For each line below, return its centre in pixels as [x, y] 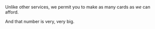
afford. [12, 12]
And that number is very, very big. [40, 22]
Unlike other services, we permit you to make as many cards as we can [78, 7]
